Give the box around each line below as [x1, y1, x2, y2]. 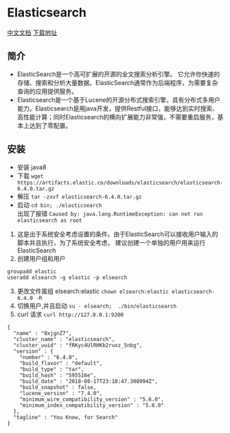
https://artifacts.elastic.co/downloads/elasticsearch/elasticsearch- [16, 179, 224, 186]
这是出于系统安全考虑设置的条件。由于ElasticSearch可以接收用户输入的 [16, 230, 218, 238]
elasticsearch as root [16, 217, 82, 224]
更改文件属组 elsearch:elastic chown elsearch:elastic [16, 287, 170, 295]
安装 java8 [16, 163, 47, 171]
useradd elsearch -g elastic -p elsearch [7, 274, 128, 281]
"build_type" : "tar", [19, 366, 84, 373]
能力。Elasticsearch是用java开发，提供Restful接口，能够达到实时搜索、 [16, 104, 218, 113]
